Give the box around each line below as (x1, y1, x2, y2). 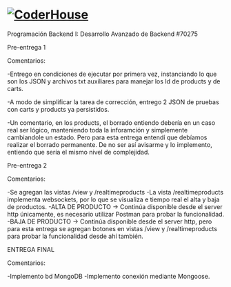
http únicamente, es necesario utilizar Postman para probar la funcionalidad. (7, 210, 225, 218)
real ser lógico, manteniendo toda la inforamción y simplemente (7, 126, 188, 134)
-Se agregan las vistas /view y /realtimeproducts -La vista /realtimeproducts (7, 188, 224, 196)
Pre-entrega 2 (7, 161, 47, 169)
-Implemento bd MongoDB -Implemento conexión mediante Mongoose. (7, 272, 210, 280)
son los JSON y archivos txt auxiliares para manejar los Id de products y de (7, 77, 221, 86)
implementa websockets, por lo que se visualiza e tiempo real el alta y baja (7, 195, 220, 204)
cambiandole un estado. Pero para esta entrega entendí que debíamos (7, 133, 208, 141)
